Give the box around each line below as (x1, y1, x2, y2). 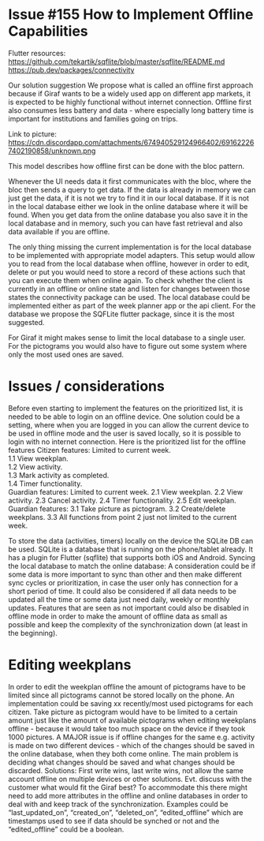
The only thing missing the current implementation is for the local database (8, 242, 252, 252)
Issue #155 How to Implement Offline (8, 6, 254, 24)
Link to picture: (8, 129, 58, 139)
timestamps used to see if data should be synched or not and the (8, 816, 220, 825)
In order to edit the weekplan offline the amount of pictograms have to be (8, 682, 246, 691)
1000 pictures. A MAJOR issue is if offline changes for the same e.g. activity (8, 732, 255, 742)
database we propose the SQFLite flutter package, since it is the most (8, 309, 235, 319)
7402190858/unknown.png (8, 146, 96, 155)
